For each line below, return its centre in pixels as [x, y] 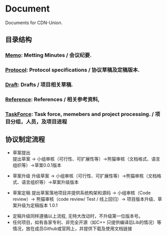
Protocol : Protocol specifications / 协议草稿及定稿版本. [72, 70]
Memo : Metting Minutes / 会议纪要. [49, 55]
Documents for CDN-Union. [34, 23]
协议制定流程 [25, 139]
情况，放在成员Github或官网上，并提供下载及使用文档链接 [72, 228]
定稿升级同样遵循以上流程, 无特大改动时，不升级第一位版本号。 [78, 216]
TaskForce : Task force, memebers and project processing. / [80, 114]
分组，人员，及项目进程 [39, 122]
